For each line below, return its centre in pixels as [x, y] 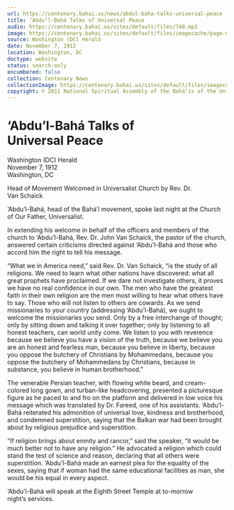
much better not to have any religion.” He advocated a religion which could [114, 448]
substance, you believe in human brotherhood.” [75, 369]
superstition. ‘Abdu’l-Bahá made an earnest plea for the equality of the [108, 463]
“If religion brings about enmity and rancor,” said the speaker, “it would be [113, 441]
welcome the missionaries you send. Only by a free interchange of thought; [115, 318]
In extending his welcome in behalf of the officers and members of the [108, 230]
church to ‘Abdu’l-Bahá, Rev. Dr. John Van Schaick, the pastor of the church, [117, 238]
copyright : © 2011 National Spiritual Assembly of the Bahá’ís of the [112, 91]
